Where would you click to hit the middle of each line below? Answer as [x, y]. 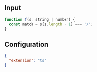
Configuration [27, 44]
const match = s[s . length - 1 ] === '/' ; [51, 24]
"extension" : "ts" [28, 61]
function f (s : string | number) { [40, 19]
